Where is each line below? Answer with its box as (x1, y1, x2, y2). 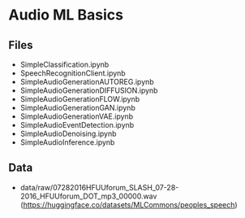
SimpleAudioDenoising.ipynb (19, 129, 117, 138)
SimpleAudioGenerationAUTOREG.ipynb (19, 77, 154, 86)
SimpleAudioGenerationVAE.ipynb (19, 111, 134, 121)
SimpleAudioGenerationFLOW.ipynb (19, 94, 140, 103)
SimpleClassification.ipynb (19, 59, 110, 69)
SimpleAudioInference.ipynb (19, 137, 115, 147)
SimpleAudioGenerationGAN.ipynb (19, 103, 135, 112)
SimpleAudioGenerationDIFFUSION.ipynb (19, 85, 158, 95)
